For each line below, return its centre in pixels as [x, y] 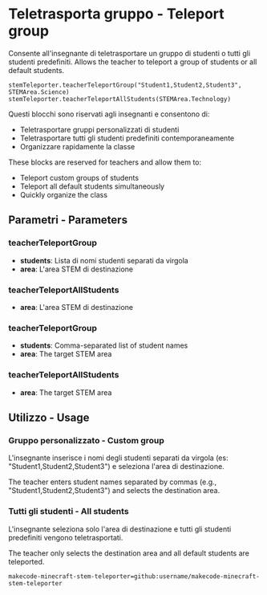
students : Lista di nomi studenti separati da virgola [104, 260]
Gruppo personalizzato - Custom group [86, 440]
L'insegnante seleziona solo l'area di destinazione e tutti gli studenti [120, 529]
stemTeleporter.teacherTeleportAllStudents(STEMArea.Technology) [119, 99]
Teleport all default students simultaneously [92, 186]
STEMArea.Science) [39, 92]
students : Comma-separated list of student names [104, 345]
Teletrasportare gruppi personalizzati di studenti [99, 129]
